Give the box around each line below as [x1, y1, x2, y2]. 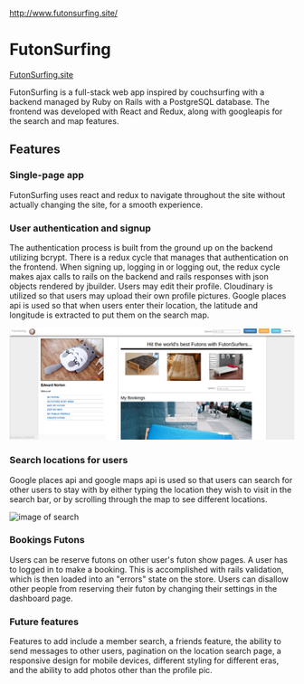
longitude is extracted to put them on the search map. [9, 309, 210, 320]
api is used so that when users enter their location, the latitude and [9, 299, 258, 310]
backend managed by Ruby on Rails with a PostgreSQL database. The [9, 96, 270, 107]
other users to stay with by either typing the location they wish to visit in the [9, 484, 292, 495]
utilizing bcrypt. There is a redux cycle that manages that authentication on [9, 252, 290, 262]
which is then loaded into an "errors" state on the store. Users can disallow [9, 574, 290, 584]
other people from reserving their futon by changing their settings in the [9, 583, 278, 594]
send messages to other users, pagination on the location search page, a [9, 646, 282, 657]
